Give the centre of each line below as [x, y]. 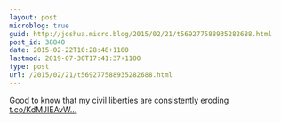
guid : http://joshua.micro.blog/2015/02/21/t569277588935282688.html [141, 34]
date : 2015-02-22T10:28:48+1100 [69, 50]
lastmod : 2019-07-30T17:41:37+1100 [75, 58]
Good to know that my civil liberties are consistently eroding [119, 100]
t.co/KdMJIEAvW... [43, 109]
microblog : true [39, 26]
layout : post [33, 17]
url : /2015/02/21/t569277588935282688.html [91, 75]
